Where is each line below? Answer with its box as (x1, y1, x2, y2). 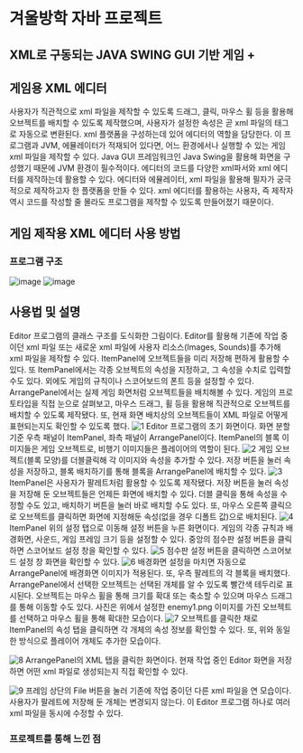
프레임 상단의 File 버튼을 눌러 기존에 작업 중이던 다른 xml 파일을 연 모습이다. (25, 684, 291, 696)
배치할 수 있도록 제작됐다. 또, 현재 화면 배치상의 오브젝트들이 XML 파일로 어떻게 (9, 409, 289, 420)
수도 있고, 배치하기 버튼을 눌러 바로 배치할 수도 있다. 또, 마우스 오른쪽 (25, 499, 269, 511)
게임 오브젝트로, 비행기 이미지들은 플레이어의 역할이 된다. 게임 (40, 443, 273, 454)
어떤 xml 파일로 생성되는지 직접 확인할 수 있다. (25, 665, 188, 676)
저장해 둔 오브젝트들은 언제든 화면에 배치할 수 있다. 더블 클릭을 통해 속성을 (18, 488, 279, 499)
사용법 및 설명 (9, 305, 81, 320)
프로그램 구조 (9, 255, 63, 268)
